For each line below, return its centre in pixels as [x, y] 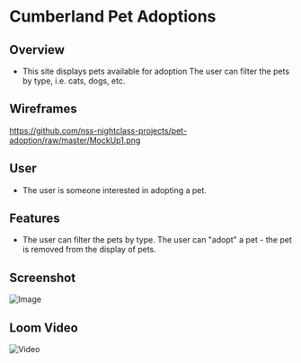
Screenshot [43, 277]
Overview [37, 50]
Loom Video [44, 328]
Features [35, 219]
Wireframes [44, 109]
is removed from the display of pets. [89, 250]
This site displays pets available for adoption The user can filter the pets [156, 71]
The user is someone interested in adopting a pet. [114, 190]
